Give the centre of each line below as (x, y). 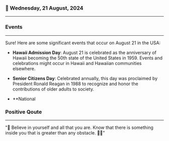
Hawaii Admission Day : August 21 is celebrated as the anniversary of (84, 52)
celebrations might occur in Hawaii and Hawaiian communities (77, 63)
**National (24, 99)
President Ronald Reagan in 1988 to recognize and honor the (75, 84)
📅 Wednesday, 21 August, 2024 (45, 8)
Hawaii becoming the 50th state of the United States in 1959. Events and (87, 58)
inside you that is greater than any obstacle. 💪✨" (55, 132)
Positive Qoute (24, 112)
